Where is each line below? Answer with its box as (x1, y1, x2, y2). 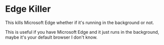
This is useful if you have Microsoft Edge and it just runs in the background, (5, 29, 160, 35)
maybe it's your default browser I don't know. (5, 34, 98, 40)
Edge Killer (5, 3, 51, 15)
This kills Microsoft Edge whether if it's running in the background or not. (5, 20, 155, 25)
